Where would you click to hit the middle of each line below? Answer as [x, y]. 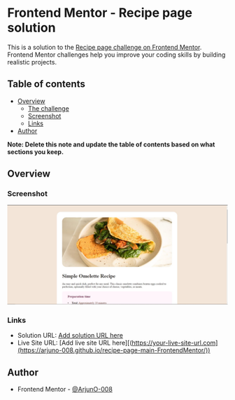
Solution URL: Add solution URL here [70, 336]
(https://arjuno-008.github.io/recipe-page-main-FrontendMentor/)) [114, 350]
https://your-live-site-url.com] [175, 343]
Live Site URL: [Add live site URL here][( [74, 343]
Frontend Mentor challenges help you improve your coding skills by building [116, 55]
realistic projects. [32, 62]
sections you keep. [36, 151]
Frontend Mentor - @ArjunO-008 [65, 389]
